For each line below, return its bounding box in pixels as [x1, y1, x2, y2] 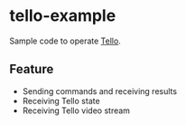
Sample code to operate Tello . [9, 35, 122, 46]
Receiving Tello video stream [22, 105, 131, 116]
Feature [9, 62, 54, 77]
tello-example [9, 5, 116, 26]
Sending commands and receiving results [22, 85, 178, 96]
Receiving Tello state [22, 95, 101, 106]
